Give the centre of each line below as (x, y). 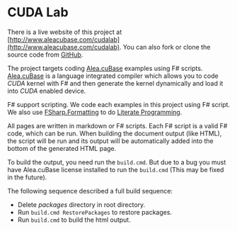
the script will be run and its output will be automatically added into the (110, 141)
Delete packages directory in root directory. (81, 204)
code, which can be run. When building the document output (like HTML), (115, 133)
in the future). (27, 177)
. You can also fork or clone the (165, 47)
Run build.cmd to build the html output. (74, 220)
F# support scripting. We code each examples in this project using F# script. (119, 104)
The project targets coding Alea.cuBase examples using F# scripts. (105, 68)
